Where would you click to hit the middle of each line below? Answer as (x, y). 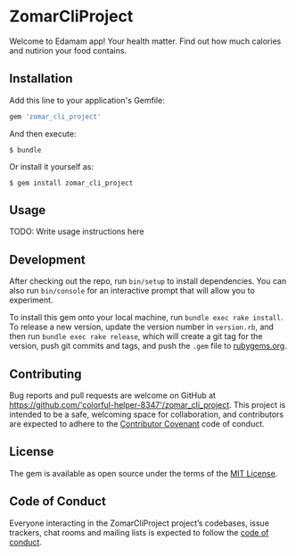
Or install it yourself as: (51, 166)
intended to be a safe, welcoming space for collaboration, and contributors (146, 415)
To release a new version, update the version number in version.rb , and (142, 327)
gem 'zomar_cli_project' (55, 116)
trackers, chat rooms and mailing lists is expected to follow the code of (139, 532)
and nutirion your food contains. (68, 50)
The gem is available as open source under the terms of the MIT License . (144, 473)
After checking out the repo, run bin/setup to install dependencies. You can (148, 281)
